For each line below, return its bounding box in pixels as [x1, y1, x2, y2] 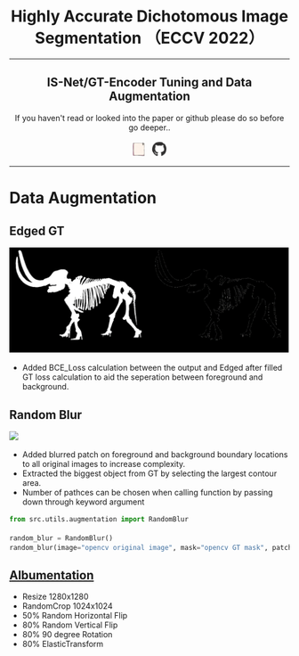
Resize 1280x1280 [21, 591, 89, 603]
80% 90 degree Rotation [21, 629, 113, 640]
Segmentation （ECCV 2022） [35, 29, 264, 48]
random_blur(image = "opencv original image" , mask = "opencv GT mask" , [9, 543, 269, 552]
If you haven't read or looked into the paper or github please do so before [14, 112, 285, 123]
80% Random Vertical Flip [21, 619, 118, 630]
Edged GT [9, 223, 65, 238]
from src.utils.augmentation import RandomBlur [9, 514, 190, 523]
